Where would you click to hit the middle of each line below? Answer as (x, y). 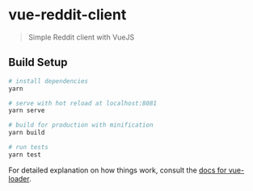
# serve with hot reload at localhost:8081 (83, 103)
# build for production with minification (81, 125)
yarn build (27, 133)
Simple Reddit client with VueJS (81, 37)
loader (19, 178)
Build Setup (38, 62)
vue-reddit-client (67, 15)
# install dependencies (48, 81)
